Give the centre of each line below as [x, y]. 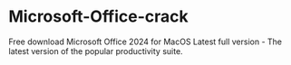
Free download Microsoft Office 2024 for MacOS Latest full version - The [145, 42]
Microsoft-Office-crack [99, 17]
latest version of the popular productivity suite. [96, 51]
